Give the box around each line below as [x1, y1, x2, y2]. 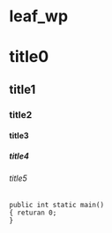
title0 [9, 47, 49, 67]
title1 [9, 82, 36, 97]
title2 [9, 108, 33, 120]
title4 [9, 151, 29, 161]
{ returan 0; [9, 208, 57, 217]
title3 [9, 130, 29, 141]
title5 [9, 173, 28, 183]
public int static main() [9, 200, 104, 209]
